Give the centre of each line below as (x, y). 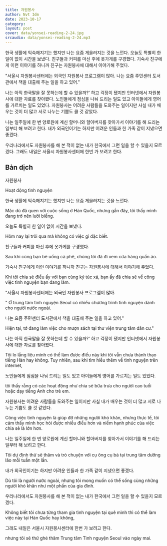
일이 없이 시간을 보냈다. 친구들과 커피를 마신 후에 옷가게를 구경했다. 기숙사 (77, 59)
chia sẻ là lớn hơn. (24, 428)
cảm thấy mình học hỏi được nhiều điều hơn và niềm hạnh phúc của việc (80, 423)
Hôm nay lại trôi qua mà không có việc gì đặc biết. (57, 236)
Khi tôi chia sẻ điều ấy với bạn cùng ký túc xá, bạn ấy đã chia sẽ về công (80, 277)
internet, (14, 365)
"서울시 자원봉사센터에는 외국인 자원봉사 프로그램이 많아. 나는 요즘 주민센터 (78, 76)
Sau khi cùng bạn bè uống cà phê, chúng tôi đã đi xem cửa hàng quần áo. (81, 256)
